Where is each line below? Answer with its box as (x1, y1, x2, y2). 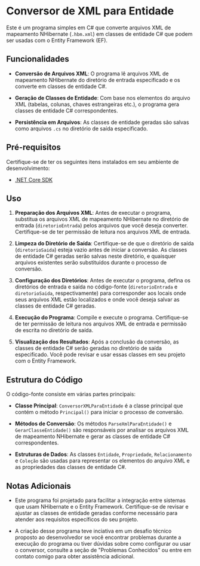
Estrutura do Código (6, 375, 83, 385)
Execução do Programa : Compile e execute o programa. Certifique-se (14, 314, 189, 321)
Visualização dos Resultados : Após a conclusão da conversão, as (14, 338, 179, 345)
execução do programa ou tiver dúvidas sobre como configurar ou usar (14, 540, 191, 547)
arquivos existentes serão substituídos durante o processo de (14, 259, 167, 266)
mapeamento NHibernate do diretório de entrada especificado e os (14, 76, 180, 83)
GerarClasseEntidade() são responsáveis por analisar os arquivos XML (14, 427, 189, 434)
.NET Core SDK (14, 176, 53, 183)
